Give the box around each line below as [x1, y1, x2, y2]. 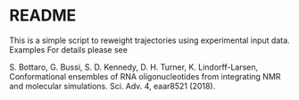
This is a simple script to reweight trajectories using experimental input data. [9, 35, 290, 46]
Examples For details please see [9, 44, 128, 54]
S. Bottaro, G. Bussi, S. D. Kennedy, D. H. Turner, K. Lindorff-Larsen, [9, 62, 259, 72]
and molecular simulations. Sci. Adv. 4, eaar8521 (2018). [9, 80, 216, 91]
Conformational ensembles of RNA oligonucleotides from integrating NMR [9, 71, 281, 81]
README [9, 5, 77, 26]
